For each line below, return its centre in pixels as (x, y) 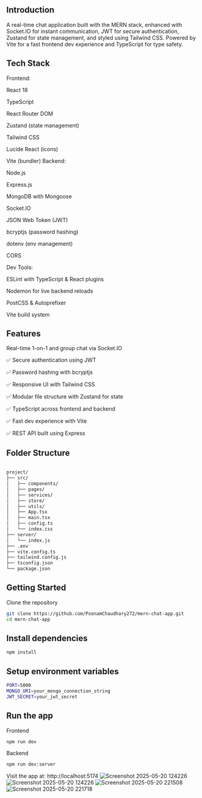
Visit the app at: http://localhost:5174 (52, 776)
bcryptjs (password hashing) (42, 232)
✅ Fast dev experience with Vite (47, 421)
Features (23, 334)
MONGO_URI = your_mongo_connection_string (59, 691)
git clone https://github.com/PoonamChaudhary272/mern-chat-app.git (95, 613)
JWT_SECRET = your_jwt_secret (42, 697)
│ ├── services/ (30, 495)
